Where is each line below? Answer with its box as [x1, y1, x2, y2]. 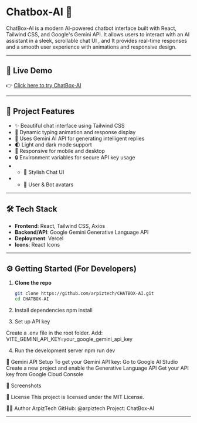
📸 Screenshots [6, 382, 42, 389]
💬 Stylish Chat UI [23, 168, 64, 175]
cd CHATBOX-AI [14, 296, 49, 302]
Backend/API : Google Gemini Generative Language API [14, 228, 149, 236]
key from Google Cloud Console [6, 370, 84, 377]
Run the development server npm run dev [14, 347, 116, 354]
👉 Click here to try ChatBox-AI [6, 81, 81, 88]
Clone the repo [14, 279, 52, 286]
